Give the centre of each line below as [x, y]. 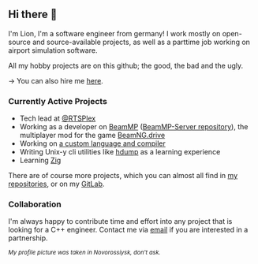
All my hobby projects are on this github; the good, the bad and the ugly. [126, 65]
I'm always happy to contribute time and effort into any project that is [120, 221]
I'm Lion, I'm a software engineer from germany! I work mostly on [114, 33]
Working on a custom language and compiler [92, 143]
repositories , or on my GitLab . [56, 184]
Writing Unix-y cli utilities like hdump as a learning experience [120, 152]
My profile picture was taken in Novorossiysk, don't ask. [84, 253]
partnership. [28, 238]
